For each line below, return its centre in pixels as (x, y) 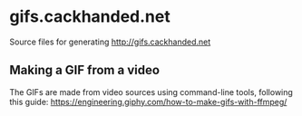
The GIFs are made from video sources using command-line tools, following (151, 92)
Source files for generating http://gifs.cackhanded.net (110, 42)
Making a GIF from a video (85, 70)
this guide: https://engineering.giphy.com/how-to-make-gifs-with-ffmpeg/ (148, 101)
